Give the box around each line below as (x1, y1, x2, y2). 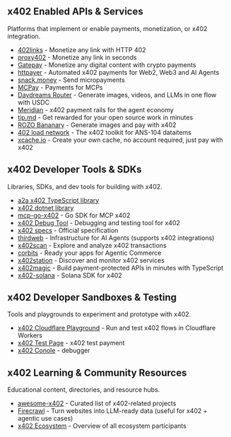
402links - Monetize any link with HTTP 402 (17, 45, 146, 54)
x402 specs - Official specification (17, 226, 119, 234)
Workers (17, 331, 42, 340)
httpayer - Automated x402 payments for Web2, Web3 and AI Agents (17, 68, 220, 76)
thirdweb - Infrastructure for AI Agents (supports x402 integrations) (17, 233, 215, 242)
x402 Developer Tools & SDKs (7, 164, 143, 176)
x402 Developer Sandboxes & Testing (7, 292, 177, 304)
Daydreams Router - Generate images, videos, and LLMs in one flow (17, 90, 217, 99)
